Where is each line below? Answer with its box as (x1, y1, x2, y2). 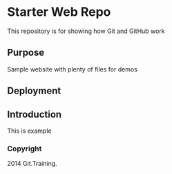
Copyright (7, 144, 42, 153)
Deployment (7, 85, 61, 97)
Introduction (7, 108, 62, 120)
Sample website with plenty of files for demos (7, 65, 138, 73)
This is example (7, 127, 52, 135)
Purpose (7, 47, 45, 58)
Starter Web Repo (7, 4, 111, 20)
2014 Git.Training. (7, 160, 57, 168)
